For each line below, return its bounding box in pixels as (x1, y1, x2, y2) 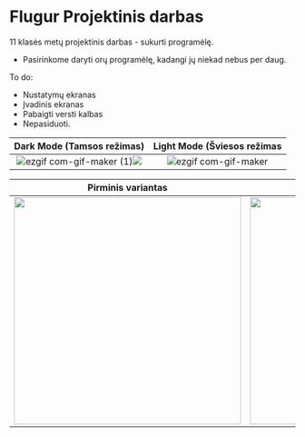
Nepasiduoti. (22, 118, 71, 129)
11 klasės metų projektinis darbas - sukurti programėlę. (9, 36, 214, 47)
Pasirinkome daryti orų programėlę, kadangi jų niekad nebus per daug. (22, 54, 287, 65)
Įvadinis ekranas (22, 98, 84, 110)
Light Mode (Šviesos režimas (152, 139, 282, 152)
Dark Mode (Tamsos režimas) (14, 139, 145, 152)
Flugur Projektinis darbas (9, 6, 204, 27)
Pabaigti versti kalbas (22, 108, 103, 119)
